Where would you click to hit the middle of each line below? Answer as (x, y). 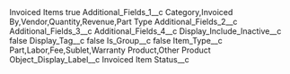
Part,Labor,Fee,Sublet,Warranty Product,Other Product (110, 50)
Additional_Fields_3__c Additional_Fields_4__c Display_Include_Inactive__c (145, 31)
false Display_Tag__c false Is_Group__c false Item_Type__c (116, 41)
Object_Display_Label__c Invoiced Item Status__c (100, 59)
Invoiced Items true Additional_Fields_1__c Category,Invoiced (121, 12)
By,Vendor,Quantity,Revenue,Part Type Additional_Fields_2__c (123, 21)
